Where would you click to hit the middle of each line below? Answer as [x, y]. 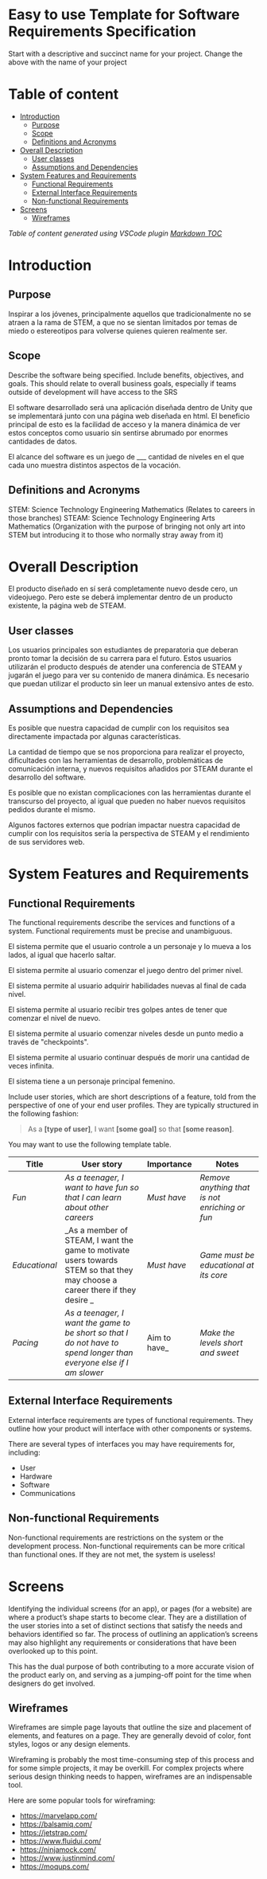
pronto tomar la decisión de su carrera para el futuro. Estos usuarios [120, 658]
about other [87, 1208]
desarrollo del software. [47, 777]
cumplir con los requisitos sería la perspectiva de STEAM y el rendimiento [129, 834]
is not [210, 1197]
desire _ [79, 1300]
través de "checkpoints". [48, 1042]
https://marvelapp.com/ [58, 1816]
